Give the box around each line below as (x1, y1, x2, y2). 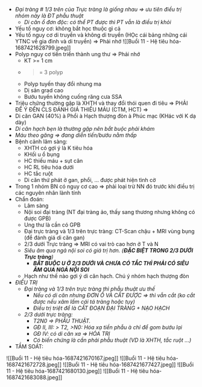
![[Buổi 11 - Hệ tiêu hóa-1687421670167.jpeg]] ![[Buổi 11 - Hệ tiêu (6, 354, 166, 362)
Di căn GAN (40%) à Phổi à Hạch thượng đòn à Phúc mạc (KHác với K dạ (14, 112, 196, 119)
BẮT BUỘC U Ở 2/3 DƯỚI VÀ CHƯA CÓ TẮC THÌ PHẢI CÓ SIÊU (33, 260, 189, 266)
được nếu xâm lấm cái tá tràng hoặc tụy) (33, 298, 136, 305)
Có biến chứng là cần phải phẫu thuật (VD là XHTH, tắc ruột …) (33, 336, 192, 344)
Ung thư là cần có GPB (24, 221, 81, 228)
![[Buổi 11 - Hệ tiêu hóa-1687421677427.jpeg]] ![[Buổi (63, 361, 194, 368)
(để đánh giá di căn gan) (24, 234, 85, 241)
